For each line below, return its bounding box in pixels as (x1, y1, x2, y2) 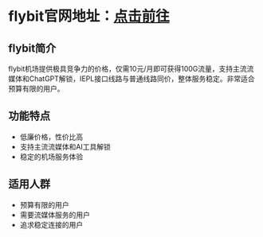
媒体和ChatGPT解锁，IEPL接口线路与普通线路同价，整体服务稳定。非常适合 (8, 74, 255, 84)
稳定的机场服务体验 (19, 152, 84, 161)
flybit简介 (8, 41, 57, 55)
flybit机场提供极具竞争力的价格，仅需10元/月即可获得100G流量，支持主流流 (8, 64, 254, 73)
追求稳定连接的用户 (19, 220, 84, 229)
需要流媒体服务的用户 (19, 210, 90, 220)
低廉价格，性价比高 (19, 132, 84, 142)
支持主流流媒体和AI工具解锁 (19, 142, 112, 151)
